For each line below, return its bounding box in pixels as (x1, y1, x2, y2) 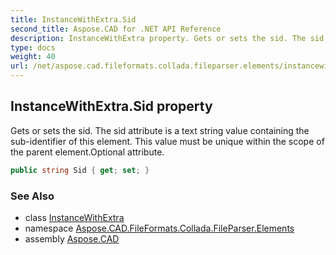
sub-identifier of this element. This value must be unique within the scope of (10, 135, 325, 147)
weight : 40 (10, 52, 56, 62)
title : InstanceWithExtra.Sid (10, 14, 137, 25)
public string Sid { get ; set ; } (10, 165, 150, 175)
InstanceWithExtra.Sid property (10, 98, 213, 115)
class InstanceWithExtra (24, 211, 125, 223)
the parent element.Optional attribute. (10, 146, 165, 158)
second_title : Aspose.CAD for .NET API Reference (10, 24, 222, 34)
